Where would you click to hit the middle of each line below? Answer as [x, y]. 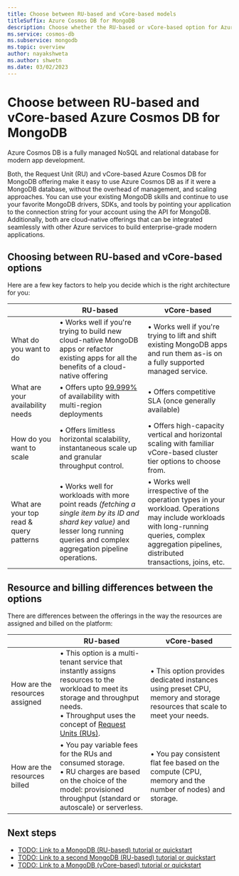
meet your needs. [180, 715]
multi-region [80, 405]
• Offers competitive [181, 392]
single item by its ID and [100, 513]
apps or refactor [86, 349]
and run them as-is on [185, 354]
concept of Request [93, 725]
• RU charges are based [100, 772]
